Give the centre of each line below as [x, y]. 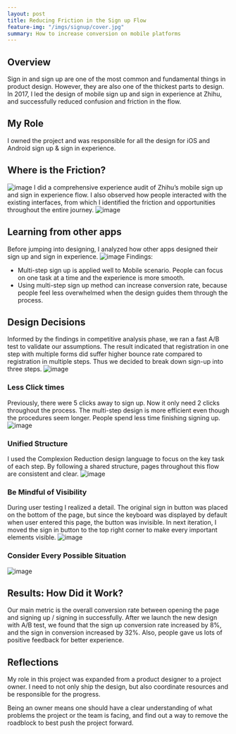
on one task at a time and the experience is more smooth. [101, 277]
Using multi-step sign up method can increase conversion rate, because [122, 285]
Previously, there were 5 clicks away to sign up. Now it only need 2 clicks [113, 403]
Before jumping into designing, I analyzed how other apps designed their [113, 249]
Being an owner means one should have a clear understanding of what [110, 708]
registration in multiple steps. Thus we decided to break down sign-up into [116, 362]
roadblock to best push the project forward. [70, 723]
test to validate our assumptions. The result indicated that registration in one [118, 347]
